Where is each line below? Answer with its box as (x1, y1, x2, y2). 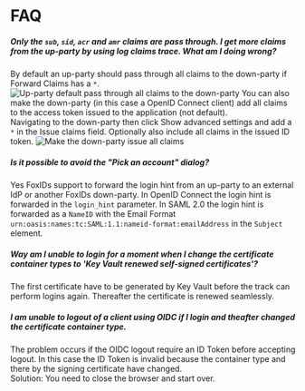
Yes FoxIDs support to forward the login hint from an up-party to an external (10, 180, 294, 191)
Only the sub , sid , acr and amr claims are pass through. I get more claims (10, 35, 287, 46)
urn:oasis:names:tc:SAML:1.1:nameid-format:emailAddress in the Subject (10, 219, 283, 230)
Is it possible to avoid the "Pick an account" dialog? (10, 156, 210, 168)
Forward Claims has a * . (10, 78, 100, 89)
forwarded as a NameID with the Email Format (10, 209, 176, 220)
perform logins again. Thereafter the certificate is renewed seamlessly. (10, 291, 275, 302)
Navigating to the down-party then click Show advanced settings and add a (10, 117, 292, 128)
